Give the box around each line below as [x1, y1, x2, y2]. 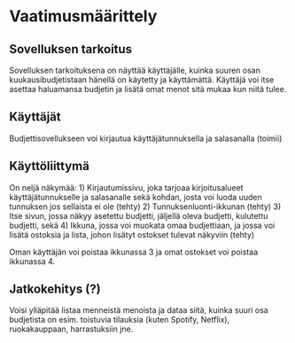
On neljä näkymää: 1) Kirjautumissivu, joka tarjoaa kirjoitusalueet [9, 182, 244, 192]
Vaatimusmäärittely [9, 6, 158, 27]
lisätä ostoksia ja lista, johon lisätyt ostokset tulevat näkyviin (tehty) [9, 229, 255, 240]
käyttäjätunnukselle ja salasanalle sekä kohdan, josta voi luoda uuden [9, 191, 263, 202]
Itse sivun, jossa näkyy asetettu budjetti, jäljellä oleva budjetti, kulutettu [9, 210, 268, 221]
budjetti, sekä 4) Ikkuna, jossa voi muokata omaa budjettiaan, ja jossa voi [9, 220, 276, 230]
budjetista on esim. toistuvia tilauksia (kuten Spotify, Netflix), [9, 315, 230, 325]
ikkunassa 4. [9, 255, 56, 267]
